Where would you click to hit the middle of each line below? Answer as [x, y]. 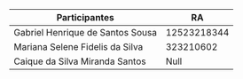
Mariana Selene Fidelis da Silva [78, 47]
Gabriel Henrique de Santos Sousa [86, 32]
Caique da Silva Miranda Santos [80, 61]
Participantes [86, 17]
